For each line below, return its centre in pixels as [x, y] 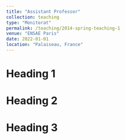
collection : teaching [33, 17]
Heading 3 [32, 128]
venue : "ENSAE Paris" [33, 34]
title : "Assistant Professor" [43, 12]
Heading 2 [32, 101]
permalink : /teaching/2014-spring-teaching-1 [63, 28]
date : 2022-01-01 [28, 39]
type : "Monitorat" [29, 22]
